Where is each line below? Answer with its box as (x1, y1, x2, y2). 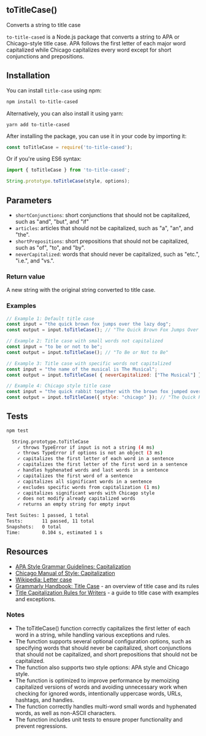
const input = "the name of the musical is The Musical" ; (6, 366, 158, 372)
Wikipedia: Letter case (15, 576, 72, 583)
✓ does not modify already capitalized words (17, 496, 136, 502)
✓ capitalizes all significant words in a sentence (17, 478, 152, 485)
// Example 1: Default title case (6, 315, 95, 321)
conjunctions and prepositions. (6, 52, 85, 60)
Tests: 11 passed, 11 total (6, 518, 95, 524)
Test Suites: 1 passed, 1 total (6, 512, 89, 519)
